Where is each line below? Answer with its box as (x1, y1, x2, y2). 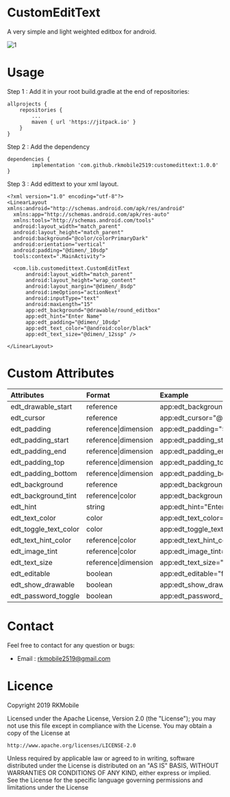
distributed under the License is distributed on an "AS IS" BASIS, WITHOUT (7, 761, 219, 770)
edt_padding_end (10, 446, 66, 456)
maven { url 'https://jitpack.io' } (31, 118, 136, 125)
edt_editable (10, 568, 51, 578)
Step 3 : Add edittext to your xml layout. (7, 179, 119, 188)
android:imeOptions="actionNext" (25, 289, 121, 296)
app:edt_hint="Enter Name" (25, 313, 103, 320)
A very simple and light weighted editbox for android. (7, 27, 157, 36)
